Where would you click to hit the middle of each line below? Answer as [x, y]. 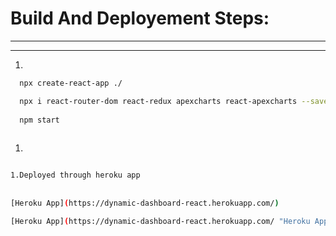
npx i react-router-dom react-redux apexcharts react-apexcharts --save [174, 101]
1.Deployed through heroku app [75, 175]
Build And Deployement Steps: [140, 18]
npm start [39, 120]
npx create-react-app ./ [71, 83]
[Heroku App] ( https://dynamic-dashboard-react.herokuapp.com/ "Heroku [160, 221]
